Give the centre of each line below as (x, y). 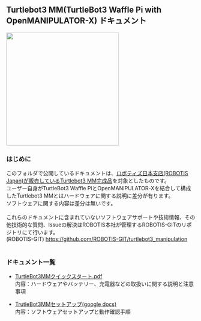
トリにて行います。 (35, 232)
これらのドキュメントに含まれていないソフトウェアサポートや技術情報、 (95, 217)
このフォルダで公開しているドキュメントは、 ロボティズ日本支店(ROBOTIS (97, 173)
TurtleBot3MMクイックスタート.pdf (58, 276)
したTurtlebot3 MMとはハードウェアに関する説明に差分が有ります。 (90, 196)
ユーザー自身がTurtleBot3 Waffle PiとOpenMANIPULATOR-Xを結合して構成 (99, 189)
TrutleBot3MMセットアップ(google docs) (66, 304)
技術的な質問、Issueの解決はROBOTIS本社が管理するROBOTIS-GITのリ (99, 225)
